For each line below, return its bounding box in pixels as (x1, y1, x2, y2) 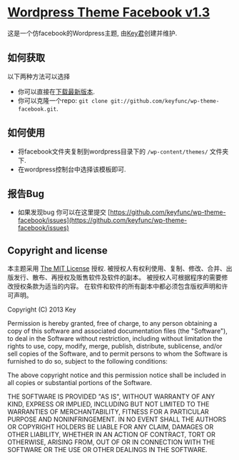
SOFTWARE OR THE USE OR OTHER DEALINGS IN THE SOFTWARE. (7, 446, 208, 454)
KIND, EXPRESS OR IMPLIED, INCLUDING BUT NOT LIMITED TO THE (7, 400, 210, 409)
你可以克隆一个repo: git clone (17, 96, 108, 104)
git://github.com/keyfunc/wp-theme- (110, 97, 220, 104)
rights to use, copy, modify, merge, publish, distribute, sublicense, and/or (7, 342, 223, 351)
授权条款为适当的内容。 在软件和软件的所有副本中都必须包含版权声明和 (13, 282, 222, 291)
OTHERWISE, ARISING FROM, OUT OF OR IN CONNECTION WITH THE (7, 438, 215, 446)
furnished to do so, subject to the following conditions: (7, 357, 168, 366)
